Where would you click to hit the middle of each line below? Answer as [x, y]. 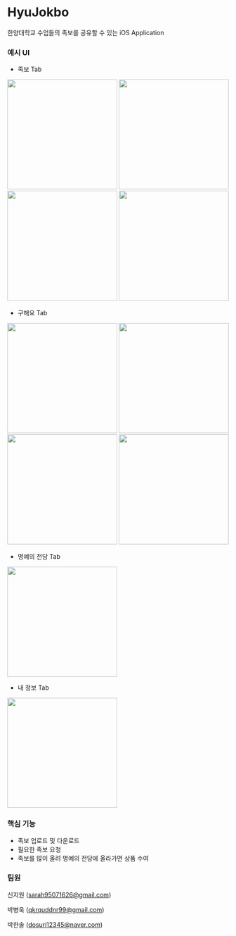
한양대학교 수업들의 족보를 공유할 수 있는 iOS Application [86, 32]
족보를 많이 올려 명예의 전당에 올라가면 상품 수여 [83, 858]
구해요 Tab [32, 313]
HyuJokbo [38, 12]
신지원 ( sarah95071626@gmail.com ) [59, 894]
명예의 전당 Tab [39, 557]
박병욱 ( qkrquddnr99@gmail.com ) [56, 909]
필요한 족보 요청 [39, 849]
